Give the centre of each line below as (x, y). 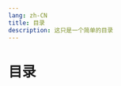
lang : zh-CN (28, 15)
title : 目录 (26, 23)
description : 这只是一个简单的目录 (60, 30)
